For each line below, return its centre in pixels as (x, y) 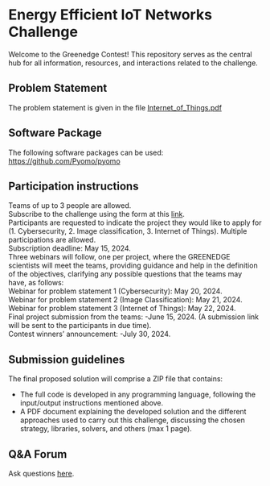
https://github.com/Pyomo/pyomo (64, 161)
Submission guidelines (67, 359)
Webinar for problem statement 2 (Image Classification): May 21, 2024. (125, 300)
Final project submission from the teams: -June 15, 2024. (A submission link (134, 317)
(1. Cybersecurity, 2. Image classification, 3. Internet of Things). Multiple (128, 231)
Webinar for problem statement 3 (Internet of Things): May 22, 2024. (122, 309)
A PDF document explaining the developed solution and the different (133, 412)
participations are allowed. (52, 240)
